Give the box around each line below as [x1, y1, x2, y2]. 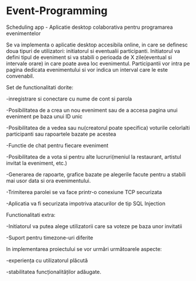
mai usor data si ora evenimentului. [6, 177, 91, 184]
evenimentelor [6, 29, 41, 36]
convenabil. [6, 72, 34, 79]
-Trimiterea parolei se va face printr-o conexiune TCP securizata [6, 188, 162, 195]
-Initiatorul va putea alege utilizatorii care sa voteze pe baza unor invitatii [6, 222, 182, 230]
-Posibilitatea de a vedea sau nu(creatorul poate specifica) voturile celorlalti [6, 124, 190, 131]
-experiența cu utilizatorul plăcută [6, 257, 88, 264]
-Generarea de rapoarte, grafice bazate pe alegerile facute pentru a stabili [6, 170, 186, 178]
